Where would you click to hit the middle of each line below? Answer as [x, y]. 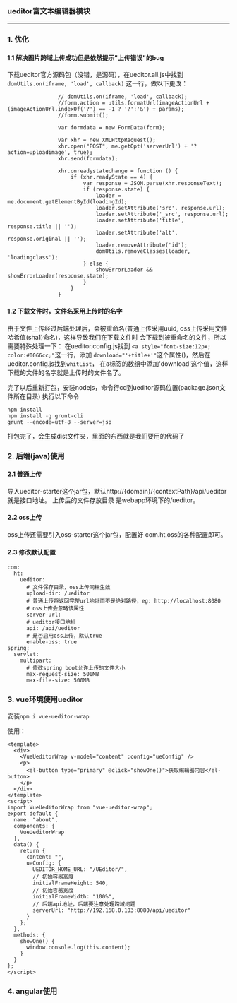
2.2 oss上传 [25, 518]
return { [33, 851]
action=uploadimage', [39, 153]
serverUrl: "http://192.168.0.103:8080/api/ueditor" [112, 910]
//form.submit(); [83, 115]
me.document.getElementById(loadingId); [68, 202]
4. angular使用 [32, 992]
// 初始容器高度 [53, 877]
